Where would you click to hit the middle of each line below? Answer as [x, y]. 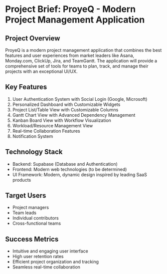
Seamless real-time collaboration [46, 267]
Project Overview [33, 38]
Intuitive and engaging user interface [50, 251]
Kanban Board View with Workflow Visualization [62, 120]
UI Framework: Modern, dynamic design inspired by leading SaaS [80, 174]
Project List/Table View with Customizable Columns [65, 110]
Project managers [30, 208]
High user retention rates [38, 257]
